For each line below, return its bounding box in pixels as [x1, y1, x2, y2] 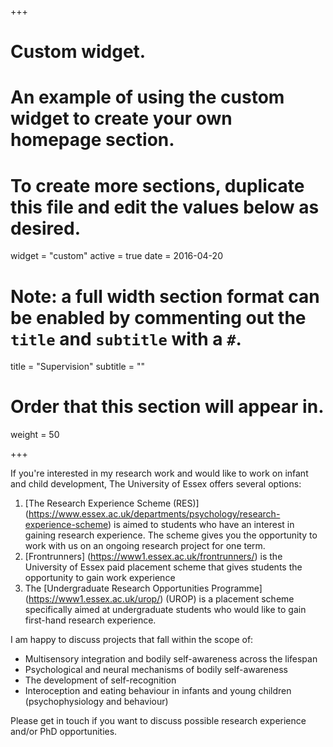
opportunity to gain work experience [24, 572, 176, 584]
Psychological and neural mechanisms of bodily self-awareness [24, 664, 288, 676]
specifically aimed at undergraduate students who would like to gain [24, 604, 307, 616]
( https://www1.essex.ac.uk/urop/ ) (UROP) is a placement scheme [24, 593, 295, 605]
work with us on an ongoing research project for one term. [24, 540, 266, 552]
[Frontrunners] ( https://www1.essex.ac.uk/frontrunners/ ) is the [24, 551, 283, 563]
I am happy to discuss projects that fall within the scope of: [10, 634, 254, 646]
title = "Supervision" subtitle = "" [10, 361, 145, 373]
